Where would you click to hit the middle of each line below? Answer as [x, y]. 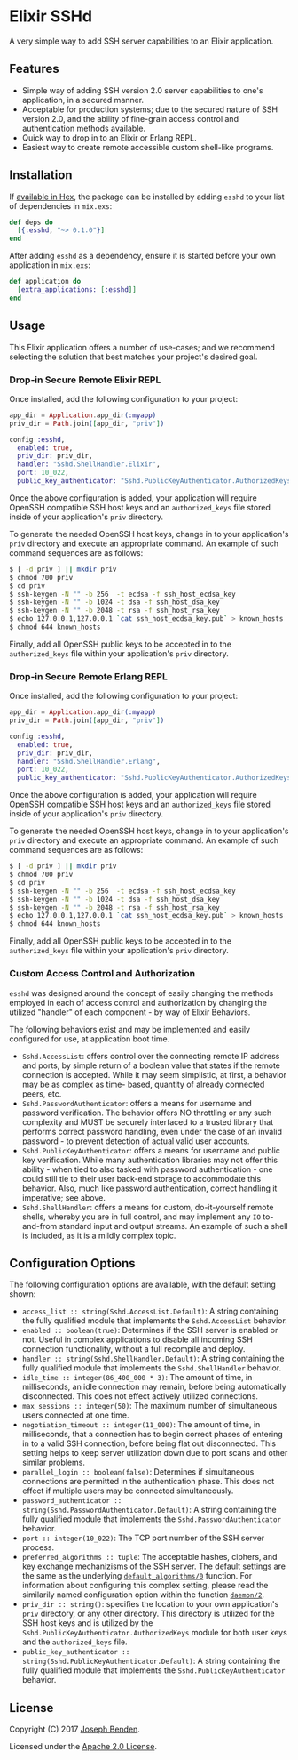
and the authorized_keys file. [74, 1642]
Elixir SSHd [51, 16]
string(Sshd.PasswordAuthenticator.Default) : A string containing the [149, 1510]
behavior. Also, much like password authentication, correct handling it [149, 1188]
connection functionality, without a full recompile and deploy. [133, 1349]
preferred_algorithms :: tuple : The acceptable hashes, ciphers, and [149, 1557]
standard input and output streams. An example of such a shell [173, 1226]
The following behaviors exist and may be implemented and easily [130, 1029]
